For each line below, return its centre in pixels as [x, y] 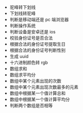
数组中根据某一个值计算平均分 [40, 99]
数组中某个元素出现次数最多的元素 [44, 87]
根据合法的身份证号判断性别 [38, 50]
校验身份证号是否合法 [31, 38]
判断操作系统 [22, 26]
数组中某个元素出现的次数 [35, 81]
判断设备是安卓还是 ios [32, 32]
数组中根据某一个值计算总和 [38, 93]
